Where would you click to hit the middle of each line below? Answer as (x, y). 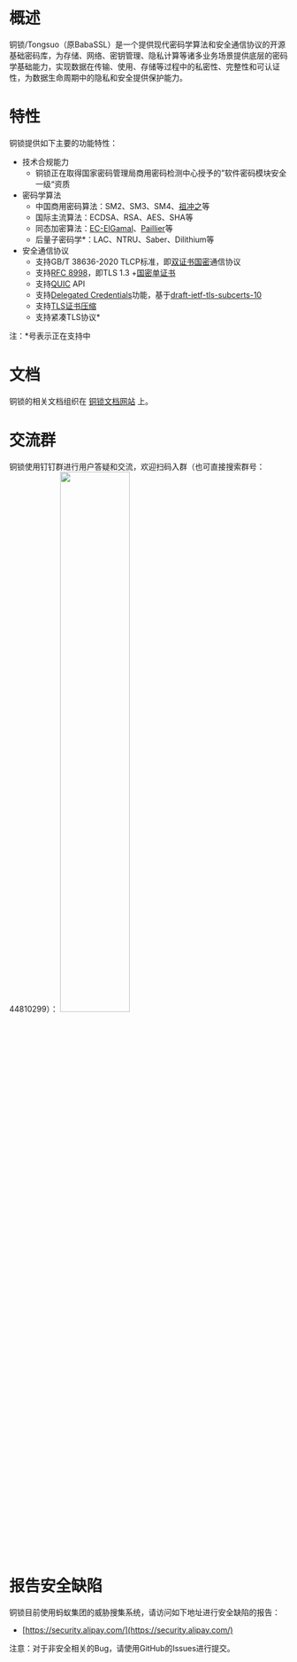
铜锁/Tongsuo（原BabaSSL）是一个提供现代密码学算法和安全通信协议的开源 (147, 44)
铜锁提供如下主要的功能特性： (63, 143)
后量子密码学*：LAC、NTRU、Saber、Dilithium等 (125, 239)
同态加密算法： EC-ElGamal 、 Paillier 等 (104, 228)
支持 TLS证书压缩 (66, 306)
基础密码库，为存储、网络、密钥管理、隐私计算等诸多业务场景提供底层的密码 (148, 55)
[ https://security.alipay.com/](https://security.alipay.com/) (127, 1630)
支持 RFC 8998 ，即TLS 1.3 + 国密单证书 (105, 272)
